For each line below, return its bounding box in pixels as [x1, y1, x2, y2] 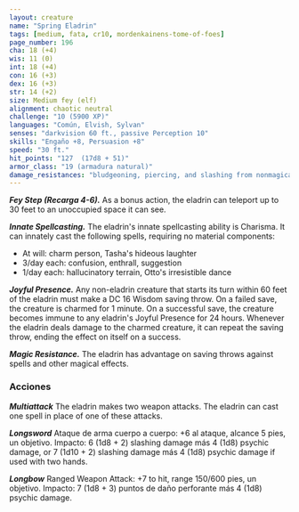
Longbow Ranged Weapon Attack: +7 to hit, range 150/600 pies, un [9, 473, 257, 484]
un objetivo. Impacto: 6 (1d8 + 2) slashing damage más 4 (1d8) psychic [9, 437, 270, 448]
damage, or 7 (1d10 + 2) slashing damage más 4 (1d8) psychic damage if [9, 446, 276, 457]
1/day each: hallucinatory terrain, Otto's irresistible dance [21, 267, 232, 278]
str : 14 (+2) [9, 87, 58, 96]
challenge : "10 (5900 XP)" [9, 112, 109, 121]
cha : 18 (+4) [9, 46, 58, 55]
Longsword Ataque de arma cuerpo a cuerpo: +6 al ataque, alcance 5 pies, [9, 427, 287, 438]
